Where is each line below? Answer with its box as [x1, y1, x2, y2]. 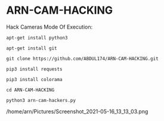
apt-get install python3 [6, 35, 68, 41]
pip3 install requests [6, 66, 63, 72]
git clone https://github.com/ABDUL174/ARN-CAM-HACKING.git [6, 55, 159, 61]
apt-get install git [6, 45, 58, 51]
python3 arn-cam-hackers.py [6, 97, 76, 103]
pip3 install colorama [6, 76, 63, 82]
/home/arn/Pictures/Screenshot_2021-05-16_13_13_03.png [6, 108, 148, 115]
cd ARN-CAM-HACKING [6, 87, 55, 93]
